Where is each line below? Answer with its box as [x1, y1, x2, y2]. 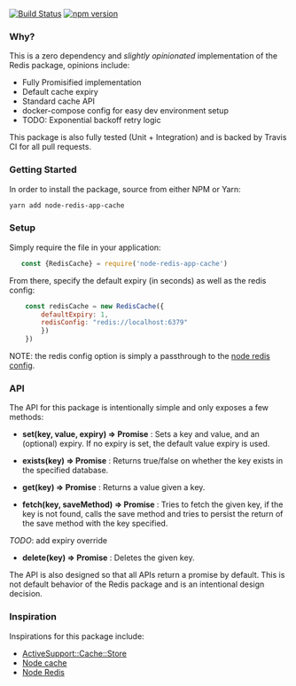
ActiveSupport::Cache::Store [21, 648, 127, 659]
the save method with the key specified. [21, 518, 168, 529]
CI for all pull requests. [9, 142, 91, 152]
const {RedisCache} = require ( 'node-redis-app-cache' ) [20, 259, 228, 268]
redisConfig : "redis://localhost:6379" [41, 318, 189, 327]
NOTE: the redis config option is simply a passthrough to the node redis [9, 351, 270, 362]
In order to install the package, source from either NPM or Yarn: [9, 183, 241, 194]
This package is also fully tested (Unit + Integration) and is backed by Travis [9, 132, 287, 143]
